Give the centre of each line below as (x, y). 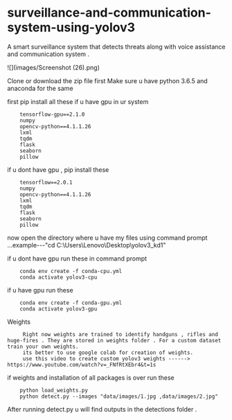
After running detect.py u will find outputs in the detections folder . (102, 409)
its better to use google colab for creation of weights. (108, 352)
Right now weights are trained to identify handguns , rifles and (120, 334)
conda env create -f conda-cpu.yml (71, 271)
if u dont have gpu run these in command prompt (77, 259)
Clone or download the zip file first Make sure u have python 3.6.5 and (107, 80)
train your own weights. (43, 347)
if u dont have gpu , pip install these (58, 169)
